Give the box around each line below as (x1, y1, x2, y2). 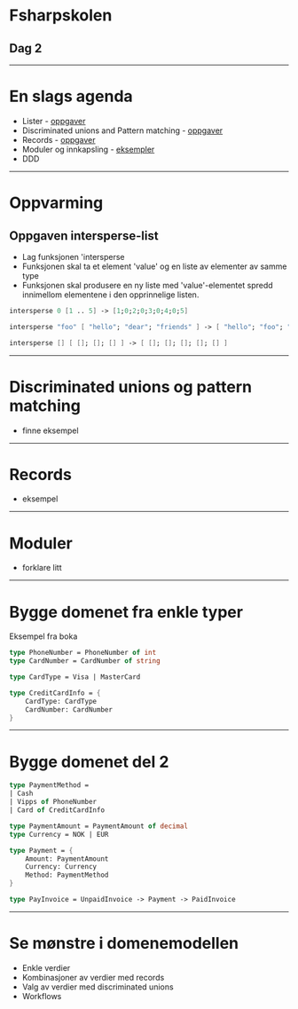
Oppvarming (9, 193, 104, 213)
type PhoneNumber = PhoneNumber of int (9, 649, 157, 658)
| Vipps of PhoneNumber (9, 798, 98, 807)
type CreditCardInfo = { (9, 689, 101, 698)
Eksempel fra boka (9, 631, 78, 642)
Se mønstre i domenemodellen (9, 934, 239, 954)
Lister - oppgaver (21, 115, 86, 126)
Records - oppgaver (21, 134, 96, 145)
